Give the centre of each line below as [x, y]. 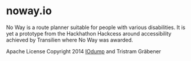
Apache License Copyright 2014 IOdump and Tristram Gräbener [83, 51]
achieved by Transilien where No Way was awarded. [70, 40]
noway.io [29, 11]
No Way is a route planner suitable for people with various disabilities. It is [96, 27]
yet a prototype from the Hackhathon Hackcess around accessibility [89, 33]
